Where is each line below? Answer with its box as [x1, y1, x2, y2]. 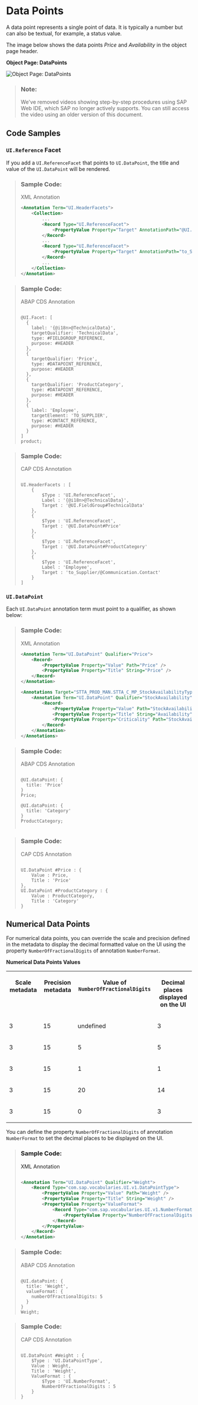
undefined [77, 1022, 106, 1030]
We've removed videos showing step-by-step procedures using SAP [20, 98, 187, 105]
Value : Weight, [31, 1363, 71, 1368]
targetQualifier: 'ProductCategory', [31, 381, 124, 387]
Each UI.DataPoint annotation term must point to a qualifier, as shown [6, 605, 176, 612]
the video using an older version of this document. [20, 111, 143, 118]
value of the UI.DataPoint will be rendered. [6, 165, 110, 172]
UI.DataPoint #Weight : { [20, 1353, 84, 1358]
